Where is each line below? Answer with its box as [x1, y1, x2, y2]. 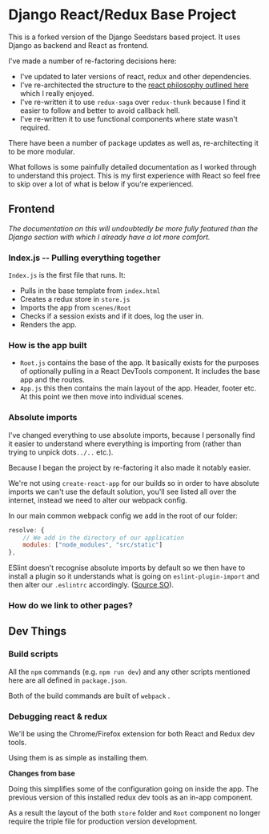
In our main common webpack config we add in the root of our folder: [8, 511, 239, 520]
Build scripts [8, 648, 58, 660]
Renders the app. [19, 320, 78, 330]
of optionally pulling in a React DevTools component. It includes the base [19, 367, 260, 376]
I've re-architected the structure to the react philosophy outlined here [19, 80, 250, 90]
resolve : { [8, 526, 45, 534]
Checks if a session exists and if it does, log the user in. [19, 311, 204, 321]
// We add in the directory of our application [22, 534, 184, 542]
